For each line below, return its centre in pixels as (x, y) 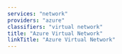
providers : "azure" (36, 20)
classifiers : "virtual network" (55, 27)
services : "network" (38, 14)
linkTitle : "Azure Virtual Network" (61, 40)
